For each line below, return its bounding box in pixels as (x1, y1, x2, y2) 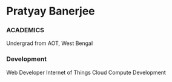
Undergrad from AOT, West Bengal (6, 39, 93, 47)
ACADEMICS (6, 26, 44, 35)
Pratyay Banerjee (6, 4, 95, 18)
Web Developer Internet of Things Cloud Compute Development (6, 69, 167, 76)
